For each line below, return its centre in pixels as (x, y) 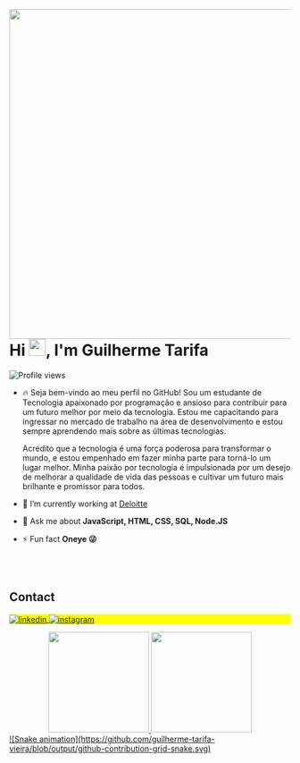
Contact (32, 597)
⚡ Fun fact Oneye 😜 (59, 538)
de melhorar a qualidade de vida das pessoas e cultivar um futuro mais (153, 477)
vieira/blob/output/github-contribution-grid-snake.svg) (110, 749)
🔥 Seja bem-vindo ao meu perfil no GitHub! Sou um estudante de (142, 392)
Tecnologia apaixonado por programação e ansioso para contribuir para (154, 403)
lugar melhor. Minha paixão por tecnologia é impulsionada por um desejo (156, 467)
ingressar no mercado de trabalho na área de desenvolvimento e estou (153, 421)
